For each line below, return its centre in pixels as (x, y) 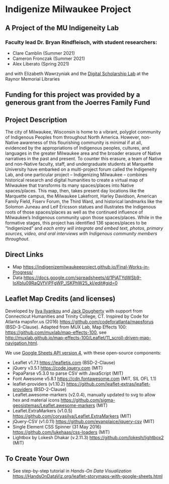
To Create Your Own (37, 459)
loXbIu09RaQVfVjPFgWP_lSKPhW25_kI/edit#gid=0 (65, 283)
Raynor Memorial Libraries (33, 79)
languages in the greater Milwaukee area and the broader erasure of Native (83, 153)
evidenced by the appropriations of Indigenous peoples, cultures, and (77, 148)
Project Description (36, 120)
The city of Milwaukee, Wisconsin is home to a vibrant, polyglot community (83, 132)
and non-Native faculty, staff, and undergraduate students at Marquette (79, 164)
